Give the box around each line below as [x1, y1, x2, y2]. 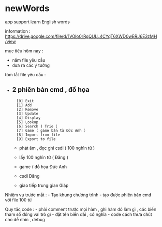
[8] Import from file [16, 132, 60, 137]
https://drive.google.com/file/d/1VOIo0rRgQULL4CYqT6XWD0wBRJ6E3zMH [5, 33, 157, 39]
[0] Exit [16, 99, 34, 103]
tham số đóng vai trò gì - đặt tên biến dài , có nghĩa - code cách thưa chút [5, 211, 152, 217]
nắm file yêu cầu [12, 57, 45, 63]
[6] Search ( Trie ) [16, 124, 58, 128]
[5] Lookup [16, 119, 39, 125]
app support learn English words [5, 19, 70, 25]
